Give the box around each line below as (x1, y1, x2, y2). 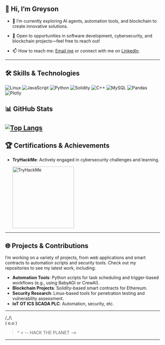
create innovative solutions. (12, 23, 68, 29)
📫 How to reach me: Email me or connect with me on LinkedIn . (12, 48, 140, 54)
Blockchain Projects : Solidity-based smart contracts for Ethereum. (12, 285, 148, 291)
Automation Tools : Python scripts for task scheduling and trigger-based (12, 275, 159, 281)
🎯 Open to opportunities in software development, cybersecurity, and (12, 32, 152, 38)
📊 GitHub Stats (5, 105, 53, 113)
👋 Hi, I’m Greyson (5, 5, 59, 13)
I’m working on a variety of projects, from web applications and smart (5, 254, 146, 261)
